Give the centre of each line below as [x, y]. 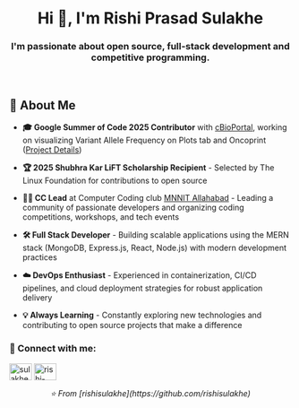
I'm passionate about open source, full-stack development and [150, 47]
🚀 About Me [43, 105]
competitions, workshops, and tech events [101, 217]
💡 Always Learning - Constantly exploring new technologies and [142, 315]
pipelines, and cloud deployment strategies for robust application [142, 288]
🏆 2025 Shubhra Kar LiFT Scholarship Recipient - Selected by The [148, 168]
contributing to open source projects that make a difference [132, 326]
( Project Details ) [52, 150]
